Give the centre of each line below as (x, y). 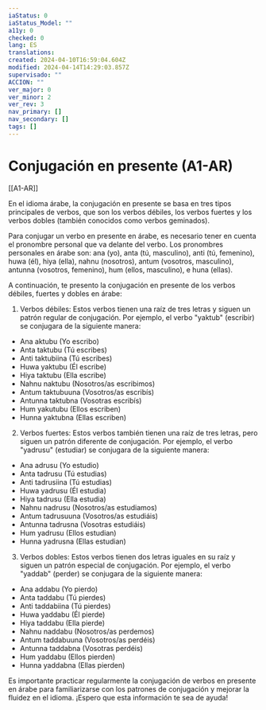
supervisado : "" (35, 75)
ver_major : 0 (30, 90)
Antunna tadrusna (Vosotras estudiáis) (83, 524)
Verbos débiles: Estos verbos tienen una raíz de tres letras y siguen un (135, 309)
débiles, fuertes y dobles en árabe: (66, 293)
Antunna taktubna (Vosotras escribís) (81, 400)
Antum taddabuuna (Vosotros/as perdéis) (87, 640)
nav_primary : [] (35, 112)
